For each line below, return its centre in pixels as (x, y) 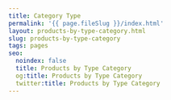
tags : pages (28, 46)
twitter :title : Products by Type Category (88, 83)
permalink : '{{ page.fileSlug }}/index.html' (86, 23)
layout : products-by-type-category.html (77, 31)
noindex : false (41, 61)
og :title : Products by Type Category (79, 76)
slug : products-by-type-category (65, 38)
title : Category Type (45, 16)
